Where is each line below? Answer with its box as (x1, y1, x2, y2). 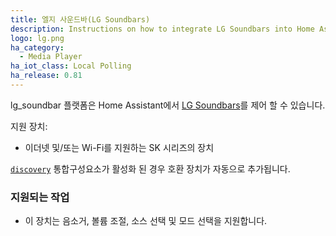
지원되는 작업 (10, 190, 70, 204)
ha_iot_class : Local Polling (10, 61, 132, 71)
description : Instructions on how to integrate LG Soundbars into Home (10, 24, 315, 34)
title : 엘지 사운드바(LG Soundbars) (10, 14, 151, 25)
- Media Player (19, 52, 83, 62)
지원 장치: (10, 120, 48, 132)
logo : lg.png (10, 33, 65, 43)
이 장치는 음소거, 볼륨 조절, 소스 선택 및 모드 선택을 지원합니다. (24, 215, 268, 227)
